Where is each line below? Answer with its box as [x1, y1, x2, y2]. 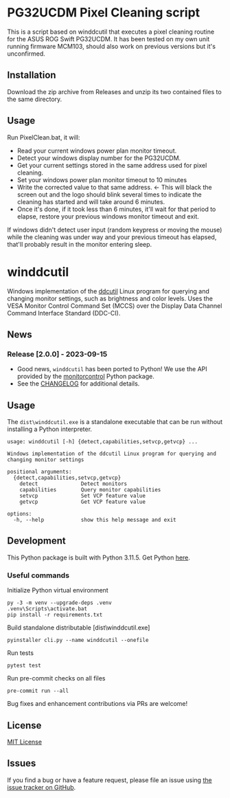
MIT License [7, 738, 43, 746]
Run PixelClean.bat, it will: [7, 133, 80, 142]
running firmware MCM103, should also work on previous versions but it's [7, 42, 216, 50]
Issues [7, 757, 36, 769]
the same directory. [7, 95, 62, 103]
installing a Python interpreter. [7, 425, 93, 433]
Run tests [7, 649, 34, 657]
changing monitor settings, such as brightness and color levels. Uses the [7, 294, 214, 302]
